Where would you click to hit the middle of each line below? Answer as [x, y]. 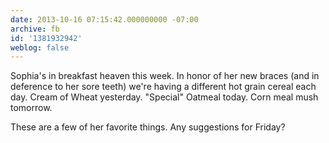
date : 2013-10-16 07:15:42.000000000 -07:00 [104, 19]
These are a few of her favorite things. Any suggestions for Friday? [148, 127]
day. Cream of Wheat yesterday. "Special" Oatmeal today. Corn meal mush [164, 97]
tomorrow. [31, 108]
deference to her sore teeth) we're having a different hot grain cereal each [163, 87]
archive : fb [35, 29]
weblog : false [40, 47]
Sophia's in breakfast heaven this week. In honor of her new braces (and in [165, 76]
